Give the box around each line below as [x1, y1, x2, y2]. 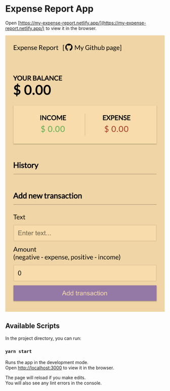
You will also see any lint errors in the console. [5, 380, 102, 386]
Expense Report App [5, 3, 94, 15]
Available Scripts [5, 322, 60, 330]
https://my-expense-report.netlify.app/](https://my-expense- [19, 20, 147, 26]
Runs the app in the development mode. [5, 359, 89, 365]
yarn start [5, 348, 32, 354]
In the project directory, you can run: [5, 335, 81, 341]
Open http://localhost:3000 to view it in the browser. [5, 365, 114, 371]
